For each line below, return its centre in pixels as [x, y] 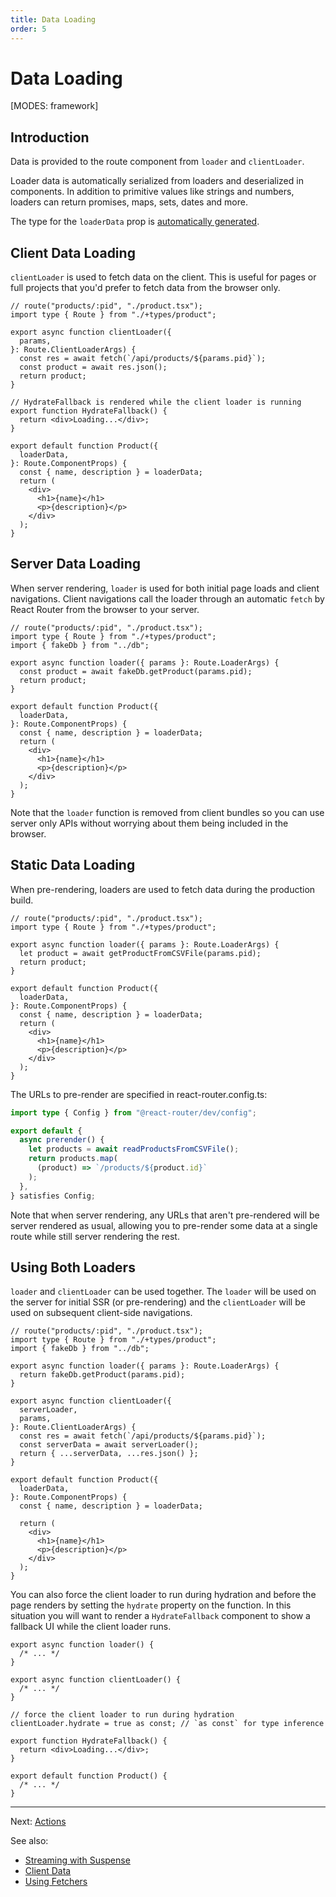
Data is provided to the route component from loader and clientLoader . [157, 162]
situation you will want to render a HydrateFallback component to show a [160, 1616]
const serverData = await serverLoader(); [109, 1445]
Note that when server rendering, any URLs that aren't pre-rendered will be [165, 1215]
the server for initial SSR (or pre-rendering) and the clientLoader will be [158, 1302]
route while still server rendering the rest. [95, 1236]
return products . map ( [73, 1159]
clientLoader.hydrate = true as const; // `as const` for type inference [167, 1724]
